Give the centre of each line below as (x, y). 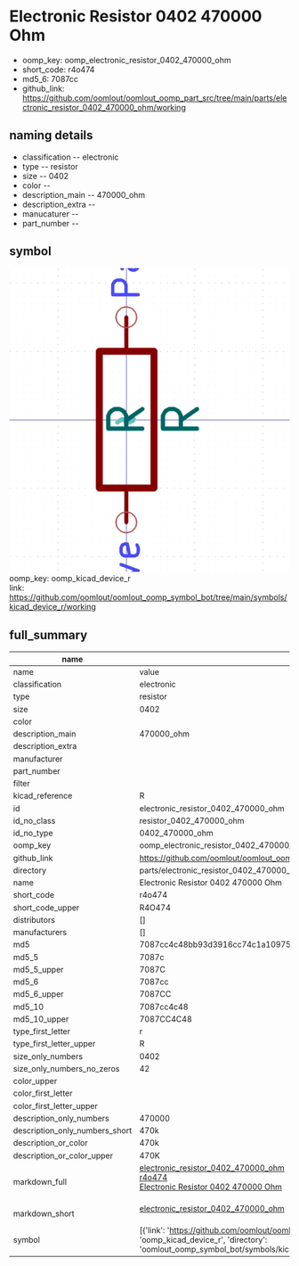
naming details (51, 136)
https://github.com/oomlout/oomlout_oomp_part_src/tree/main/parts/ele (154, 98)
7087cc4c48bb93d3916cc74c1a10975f (217, 945)
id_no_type (33, 833)
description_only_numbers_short (72, 1130)
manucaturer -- (50, 214)
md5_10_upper (41, 1019)
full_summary (48, 635)
